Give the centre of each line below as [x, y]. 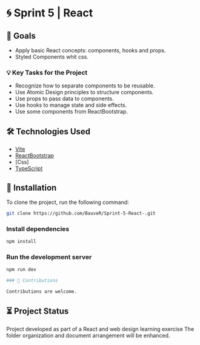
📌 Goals [21, 36]
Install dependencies [38, 229]
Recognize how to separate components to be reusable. [85, 86]
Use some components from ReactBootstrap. [72, 112]
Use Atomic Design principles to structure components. [84, 92]
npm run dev [21, 270]
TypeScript [29, 169]
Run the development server [49, 257]
